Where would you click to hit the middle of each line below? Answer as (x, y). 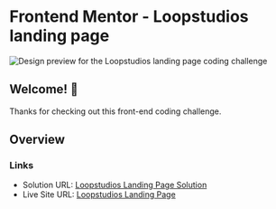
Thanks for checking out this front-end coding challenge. (115, 111)
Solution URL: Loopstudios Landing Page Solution (115, 185)
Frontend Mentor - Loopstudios (129, 17)
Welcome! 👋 (44, 89)
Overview (37, 140)
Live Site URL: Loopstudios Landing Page (99, 195)
